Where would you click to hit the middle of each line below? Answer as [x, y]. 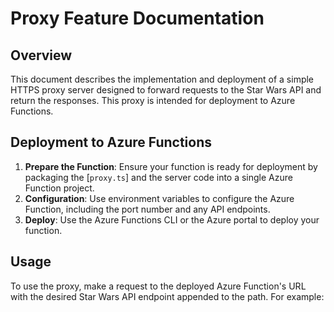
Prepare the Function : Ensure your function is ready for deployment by [171, 166]
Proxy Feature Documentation [137, 18]
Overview [41, 55]
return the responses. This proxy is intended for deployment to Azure [153, 100]
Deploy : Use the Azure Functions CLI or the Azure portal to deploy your [172, 219]
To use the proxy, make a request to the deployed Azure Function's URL [158, 286]
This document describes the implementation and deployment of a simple [162, 79]
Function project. [59, 188]
